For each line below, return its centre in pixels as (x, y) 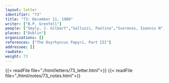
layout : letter (21, 10)
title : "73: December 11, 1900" (39, 19)
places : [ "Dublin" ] (26, 33)
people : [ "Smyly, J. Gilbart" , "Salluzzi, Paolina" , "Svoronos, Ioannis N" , (85, 28)
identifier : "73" (23, 14)
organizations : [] (24, 38)
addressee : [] (20, 47)
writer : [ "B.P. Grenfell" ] (33, 24)
